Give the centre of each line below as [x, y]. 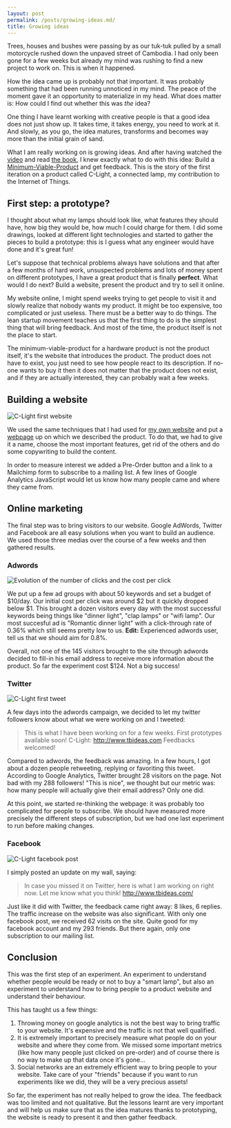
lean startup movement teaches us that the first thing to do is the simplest [112, 320]
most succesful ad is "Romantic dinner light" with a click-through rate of [110, 623]
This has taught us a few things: [52, 1009]
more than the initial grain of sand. [56, 139]
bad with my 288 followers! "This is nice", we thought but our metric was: [111, 783]
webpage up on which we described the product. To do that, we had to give [115, 437]
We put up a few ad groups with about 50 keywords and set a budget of [109, 594]
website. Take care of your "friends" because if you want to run [107, 1074]
